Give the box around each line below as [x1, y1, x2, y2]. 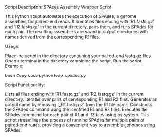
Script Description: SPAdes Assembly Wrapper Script [5, 4, 112, 10]
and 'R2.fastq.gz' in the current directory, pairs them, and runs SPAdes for [5, 24, 154, 30]
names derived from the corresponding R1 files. [5, 34, 101, 40]
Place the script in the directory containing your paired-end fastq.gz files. [5, 53, 152, 59]
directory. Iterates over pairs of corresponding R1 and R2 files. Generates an [5, 96, 158, 102]
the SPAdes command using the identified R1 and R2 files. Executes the [5, 107, 148, 112]
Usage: [5, 44, 19, 49]
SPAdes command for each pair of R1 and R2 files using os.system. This [5, 112, 149, 118]
